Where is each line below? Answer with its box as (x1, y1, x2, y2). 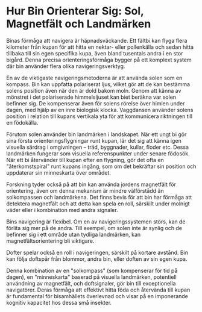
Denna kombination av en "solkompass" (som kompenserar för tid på (6, 267, 178, 274)
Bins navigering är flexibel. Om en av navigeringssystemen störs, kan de (6, 218, 186, 225)
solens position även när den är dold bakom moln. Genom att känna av (6, 87, 181, 94)
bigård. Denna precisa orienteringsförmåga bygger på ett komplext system (6, 56, 192, 63)
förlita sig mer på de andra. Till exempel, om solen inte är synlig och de (6, 224, 183, 231)
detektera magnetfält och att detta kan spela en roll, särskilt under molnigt (6, 200, 190, 207)
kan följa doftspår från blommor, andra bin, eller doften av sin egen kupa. (6, 255, 188, 263)
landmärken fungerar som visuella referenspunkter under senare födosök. (6, 149, 190, 157)
